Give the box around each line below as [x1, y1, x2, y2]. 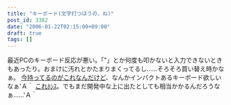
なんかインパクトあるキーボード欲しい [111, 74, 222, 82]
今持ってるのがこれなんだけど [20, 74, 106, 82]
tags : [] [7, 36, 33, 43]
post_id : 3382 [7, 17, 49, 24]
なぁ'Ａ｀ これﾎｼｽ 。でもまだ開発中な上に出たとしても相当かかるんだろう [7, 82, 214, 90]
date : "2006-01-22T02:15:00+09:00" [7, 23, 111, 30]
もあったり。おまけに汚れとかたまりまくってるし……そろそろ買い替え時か [7, 65, 218, 73]
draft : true [7, 29, 42, 37]
